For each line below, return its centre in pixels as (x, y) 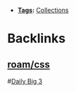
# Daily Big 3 (25, 81)
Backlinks (37, 39)
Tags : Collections (43, 10)
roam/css (29, 64)
